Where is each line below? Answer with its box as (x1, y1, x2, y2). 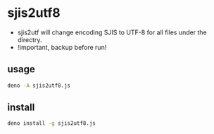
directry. (17, 35, 42, 43)
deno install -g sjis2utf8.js (7, 120, 96, 127)
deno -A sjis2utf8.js (7, 82, 71, 89)
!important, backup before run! (17, 43, 107, 51)
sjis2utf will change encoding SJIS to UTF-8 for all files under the (17, 28, 207, 36)
